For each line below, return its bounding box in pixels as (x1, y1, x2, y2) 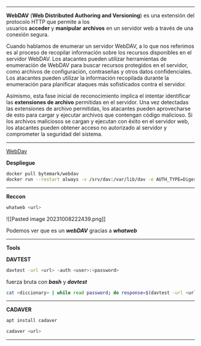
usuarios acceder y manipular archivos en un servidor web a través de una (6, 25, 193, 32)
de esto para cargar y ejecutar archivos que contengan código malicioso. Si (6, 111, 193, 119)
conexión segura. (6, 31, 49, 38)
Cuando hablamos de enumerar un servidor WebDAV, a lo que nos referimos (6, 43, 194, 50)
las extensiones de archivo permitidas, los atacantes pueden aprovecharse (6, 105, 191, 112)
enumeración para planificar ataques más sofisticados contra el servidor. (6, 81, 187, 87)
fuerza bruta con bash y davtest (6, 278, 87, 285)
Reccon (6, 193, 26, 200)
